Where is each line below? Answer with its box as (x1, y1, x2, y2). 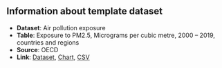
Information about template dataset (6, 5, 163, 17)
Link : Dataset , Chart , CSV (16, 53, 91, 61)
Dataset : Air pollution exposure (16, 23, 106, 32)
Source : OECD (16, 45, 59, 54)
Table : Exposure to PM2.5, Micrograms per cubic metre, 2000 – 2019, (16, 31, 216, 39)
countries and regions (16, 38, 80, 47)
